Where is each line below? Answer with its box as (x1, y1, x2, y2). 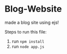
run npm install (11, 38, 45, 44)
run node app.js (11, 43, 45, 49)
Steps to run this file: (4, 29, 47, 35)
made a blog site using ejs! (4, 19, 59, 25)
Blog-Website (4, 3, 62, 15)
